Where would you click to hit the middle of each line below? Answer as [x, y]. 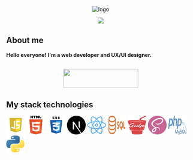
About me [25, 40]
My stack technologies [50, 105]
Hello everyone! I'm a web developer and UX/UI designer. [79, 55]
